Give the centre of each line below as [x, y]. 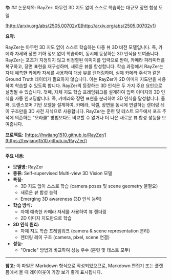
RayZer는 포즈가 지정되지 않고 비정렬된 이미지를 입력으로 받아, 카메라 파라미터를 [85, 60]
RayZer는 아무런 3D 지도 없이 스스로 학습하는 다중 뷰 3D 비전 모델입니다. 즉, [81, 47]
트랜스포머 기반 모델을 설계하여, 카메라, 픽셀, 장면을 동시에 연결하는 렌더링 [86, 105]
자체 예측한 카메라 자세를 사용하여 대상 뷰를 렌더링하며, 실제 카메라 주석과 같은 [83, 73]
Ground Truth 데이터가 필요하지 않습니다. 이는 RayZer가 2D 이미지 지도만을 [81, 79]
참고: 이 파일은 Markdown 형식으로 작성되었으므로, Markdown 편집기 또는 [80, 266]
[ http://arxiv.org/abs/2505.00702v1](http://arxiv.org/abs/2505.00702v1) [81, 26]
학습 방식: [22, 205]
